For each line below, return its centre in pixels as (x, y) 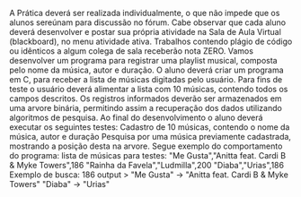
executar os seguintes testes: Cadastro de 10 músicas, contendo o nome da (150, 127)
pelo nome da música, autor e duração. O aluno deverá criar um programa (147, 70)
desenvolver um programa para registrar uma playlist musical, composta (143, 60)
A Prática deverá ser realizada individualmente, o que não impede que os (145, 13)
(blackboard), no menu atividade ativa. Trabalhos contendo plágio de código (151, 41)
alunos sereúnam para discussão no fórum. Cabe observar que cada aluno (147, 22)
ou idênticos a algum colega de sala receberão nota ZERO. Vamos (132, 51)
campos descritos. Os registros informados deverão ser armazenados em (146, 98)
